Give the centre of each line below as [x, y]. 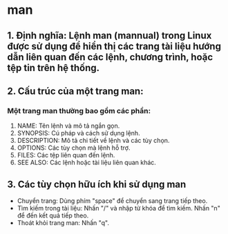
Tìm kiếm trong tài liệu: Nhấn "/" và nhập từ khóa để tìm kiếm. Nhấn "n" [119, 208]
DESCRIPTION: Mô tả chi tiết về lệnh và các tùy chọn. [93, 141]
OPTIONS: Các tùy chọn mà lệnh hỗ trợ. [74, 148]
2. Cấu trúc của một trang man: [75, 91]
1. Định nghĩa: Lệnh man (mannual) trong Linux [110, 36]
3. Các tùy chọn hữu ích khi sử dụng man [97, 184]
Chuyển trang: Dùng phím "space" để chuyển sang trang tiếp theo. [112, 201]
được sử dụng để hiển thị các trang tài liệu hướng [114, 46]
